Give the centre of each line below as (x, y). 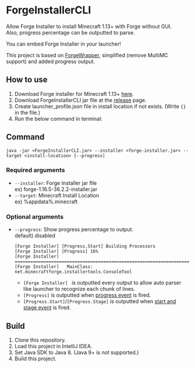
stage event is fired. (47, 308)
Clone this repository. (40, 340)
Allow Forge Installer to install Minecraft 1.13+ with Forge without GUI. (89, 26)
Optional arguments (35, 217)
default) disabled (35, 236)
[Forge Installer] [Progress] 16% (56, 252)
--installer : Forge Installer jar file (56, 183)
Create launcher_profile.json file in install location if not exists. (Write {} (100, 106)
